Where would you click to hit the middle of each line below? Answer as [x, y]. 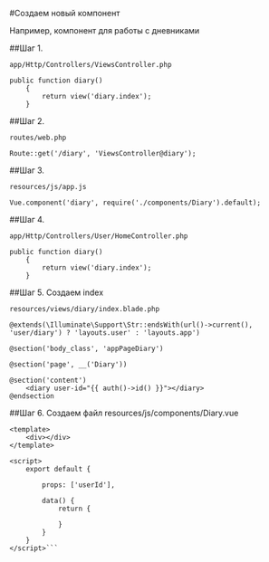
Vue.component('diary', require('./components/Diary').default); [135, 203]
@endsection [32, 396]
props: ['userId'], [79, 485]
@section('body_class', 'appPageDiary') [87, 348]
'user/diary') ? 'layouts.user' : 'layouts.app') [105, 333]
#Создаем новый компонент [65, 13]
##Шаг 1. [26, 48]
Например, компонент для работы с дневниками [105, 30]
